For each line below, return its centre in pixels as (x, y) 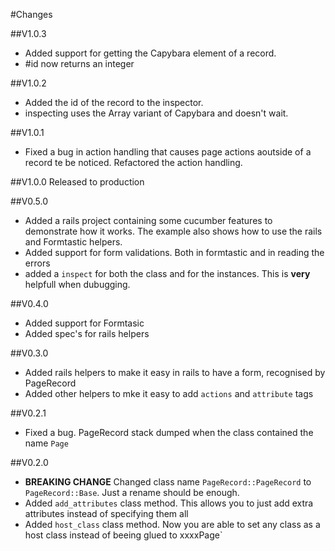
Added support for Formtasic (84, 323)
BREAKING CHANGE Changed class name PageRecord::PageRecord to (168, 482)
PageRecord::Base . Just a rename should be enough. (132, 492)
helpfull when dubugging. (77, 284)
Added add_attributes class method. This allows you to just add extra (169, 503)
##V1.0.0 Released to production (77, 182)
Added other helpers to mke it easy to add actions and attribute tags (169, 393)
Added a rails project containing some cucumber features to (148, 220)
